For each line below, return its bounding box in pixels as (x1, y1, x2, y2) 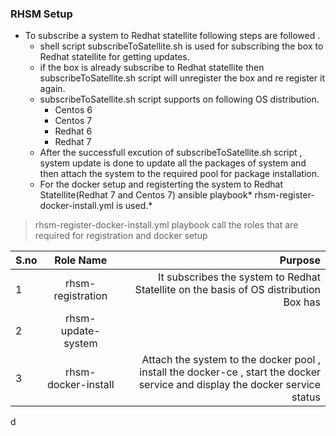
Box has (283, 295, 321, 309)
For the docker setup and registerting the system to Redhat (39, 178, 284, 191)
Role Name (54, 253, 108, 267)
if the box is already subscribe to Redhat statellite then (39, 62, 265, 74)
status (291, 390, 321, 404)
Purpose (279, 253, 321, 267)
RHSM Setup (10, 7, 73, 21)
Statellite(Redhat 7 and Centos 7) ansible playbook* (39, 189, 253, 201)
